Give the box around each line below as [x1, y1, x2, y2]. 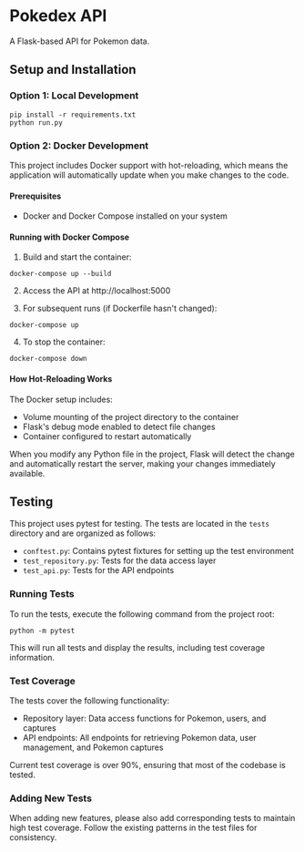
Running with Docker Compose [9, 231, 130, 242]
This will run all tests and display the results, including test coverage [9, 642, 266, 652]
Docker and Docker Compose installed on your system [22, 210, 228, 221]
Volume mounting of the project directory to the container [22, 411, 239, 422]
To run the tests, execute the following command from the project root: [9, 608, 275, 620]
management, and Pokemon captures [22, 742, 164, 753]
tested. [9, 769, 36, 780]
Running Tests [9, 588, 75, 601]
